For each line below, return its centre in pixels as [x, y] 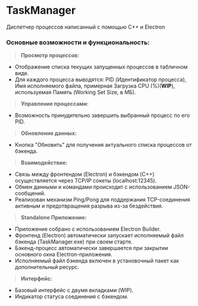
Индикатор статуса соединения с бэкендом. [72, 296]
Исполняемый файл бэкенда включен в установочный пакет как [97, 261]
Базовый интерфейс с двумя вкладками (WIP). [74, 290]
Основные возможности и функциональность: [78, 42]
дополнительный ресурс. [47, 267]
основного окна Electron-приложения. [63, 255]
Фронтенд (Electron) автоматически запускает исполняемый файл [99, 236]
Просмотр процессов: [50, 55]
